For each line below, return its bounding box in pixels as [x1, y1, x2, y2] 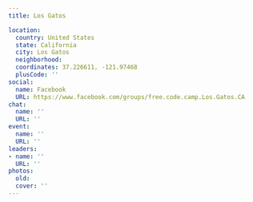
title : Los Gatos [8, 11, 66, 20]
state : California [15, 41, 78, 49]
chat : [8, 101, 26, 109]
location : [8, 26, 42, 34]
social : [8, 77, 34, 86]
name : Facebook [15, 85, 66, 93]
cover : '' [15, 182, 48, 190]
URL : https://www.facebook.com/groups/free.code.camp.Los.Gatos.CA [15, 93, 246, 101]
